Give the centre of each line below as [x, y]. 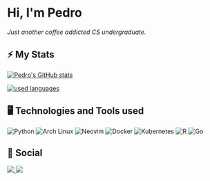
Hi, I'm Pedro [45, 13]
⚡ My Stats [31, 54]
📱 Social [25, 153]
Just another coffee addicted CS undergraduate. [77, 32]
